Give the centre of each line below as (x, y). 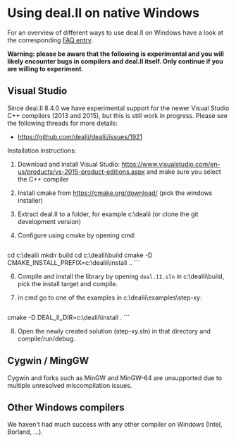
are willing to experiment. (45, 69)
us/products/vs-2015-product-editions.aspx (81, 172)
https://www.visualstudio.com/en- (171, 164)
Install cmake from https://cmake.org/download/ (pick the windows (115, 193)
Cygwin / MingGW (48, 361)
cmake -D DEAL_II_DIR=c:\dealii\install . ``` (69, 317)
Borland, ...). (25, 432)
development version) (49, 221)
